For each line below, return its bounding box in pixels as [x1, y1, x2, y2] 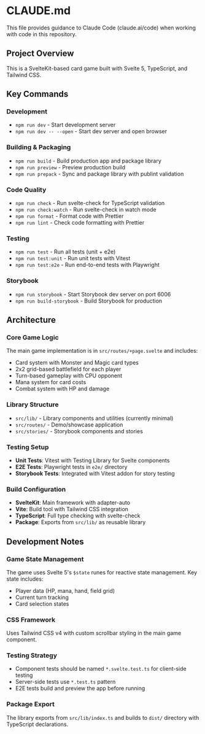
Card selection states [15, 600, 69, 608]
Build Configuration [6, 485, 66, 493]
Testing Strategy [6, 651, 57, 660]
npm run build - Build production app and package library [15, 157, 161, 164]
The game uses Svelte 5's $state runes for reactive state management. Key [6, 568, 198, 576]
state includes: [6, 575, 44, 582]
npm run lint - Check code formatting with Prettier [15, 219, 145, 226]
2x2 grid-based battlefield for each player [15, 366, 122, 373]
